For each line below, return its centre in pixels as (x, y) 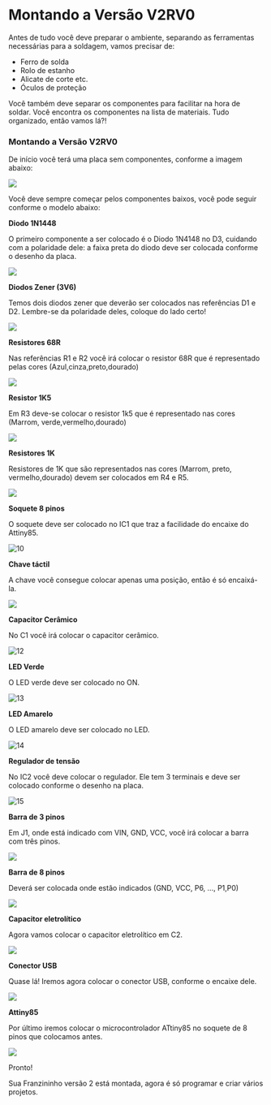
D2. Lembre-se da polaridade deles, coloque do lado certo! (108, 312)
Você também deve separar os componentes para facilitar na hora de (125, 103)
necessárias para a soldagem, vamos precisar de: (92, 45)
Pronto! (21, 1068)
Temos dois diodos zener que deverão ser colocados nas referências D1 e (132, 303)
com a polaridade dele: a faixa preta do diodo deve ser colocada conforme (133, 248)
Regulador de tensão (44, 762)
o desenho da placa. (43, 257)
